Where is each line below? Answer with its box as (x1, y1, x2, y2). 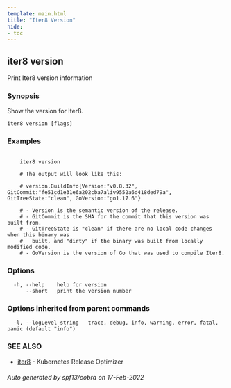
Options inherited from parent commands (7, 303, 151, 313)
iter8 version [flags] (7, 120, 73, 127)
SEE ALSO (7, 341, 42, 351)
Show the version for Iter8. (7, 107, 83, 115)
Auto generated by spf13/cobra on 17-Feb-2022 (7, 373, 144, 382)
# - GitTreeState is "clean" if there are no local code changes (19, 225, 213, 232)
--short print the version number (25, 287, 132, 294)
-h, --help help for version (13, 281, 108, 289)
